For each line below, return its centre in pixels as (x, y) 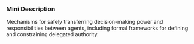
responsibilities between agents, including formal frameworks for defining (97, 28)
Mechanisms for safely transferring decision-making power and (85, 22)
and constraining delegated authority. (52, 34)
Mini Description (31, 9)
